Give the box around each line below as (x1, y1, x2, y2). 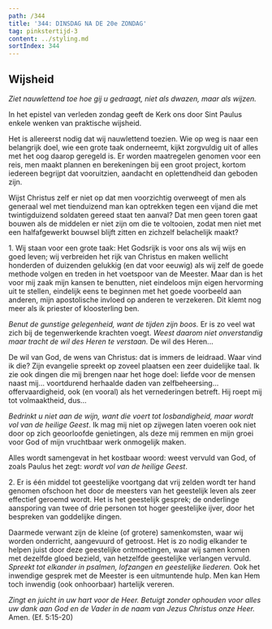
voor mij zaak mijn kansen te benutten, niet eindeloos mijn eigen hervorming (8, 277, 264, 287)
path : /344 (8, 11, 45, 20)
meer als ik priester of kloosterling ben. (8, 303, 140, 313)
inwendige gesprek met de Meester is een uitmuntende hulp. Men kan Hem (8, 570, 261, 580)
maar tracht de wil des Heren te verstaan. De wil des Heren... (8, 336, 214, 346)
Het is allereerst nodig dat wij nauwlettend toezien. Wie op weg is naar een (8, 133, 258, 143)
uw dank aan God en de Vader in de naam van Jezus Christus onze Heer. (8, 603, 256, 614)
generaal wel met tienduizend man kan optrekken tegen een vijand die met (8, 201, 258, 211)
